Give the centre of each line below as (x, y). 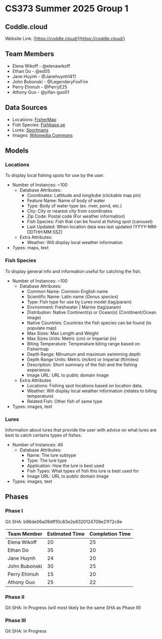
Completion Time (110, 534)
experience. (39, 370)
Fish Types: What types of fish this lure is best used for (83, 471)
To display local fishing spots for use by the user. (55, 175)
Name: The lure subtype (51, 455)
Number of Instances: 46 (37, 444)
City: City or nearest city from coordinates (69, 211)
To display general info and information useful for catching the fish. (73, 271)
